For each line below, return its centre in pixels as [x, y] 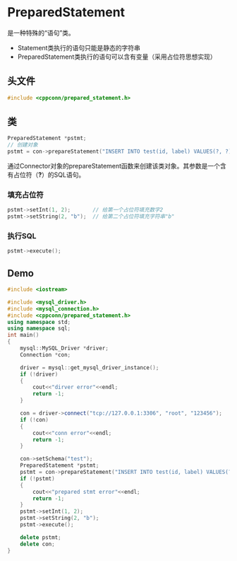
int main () [23, 335]
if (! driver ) [39, 374]
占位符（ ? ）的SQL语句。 [49, 175]
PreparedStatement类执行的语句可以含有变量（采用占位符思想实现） [117, 57]
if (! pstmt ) [37, 478]
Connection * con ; [45, 354]
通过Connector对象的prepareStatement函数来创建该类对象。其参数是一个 [114, 166]
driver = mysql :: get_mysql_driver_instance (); [90, 368]
